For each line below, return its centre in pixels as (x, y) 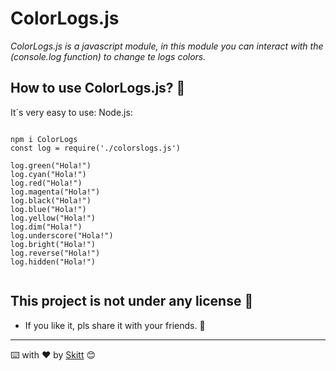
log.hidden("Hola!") (53, 262)
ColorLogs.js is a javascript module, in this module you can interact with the (167, 46)
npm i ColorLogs (44, 139)
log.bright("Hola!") (53, 244)
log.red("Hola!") (46, 183)
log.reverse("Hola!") (55, 253)
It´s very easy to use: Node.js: (71, 112)
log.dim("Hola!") (46, 227)
